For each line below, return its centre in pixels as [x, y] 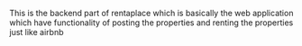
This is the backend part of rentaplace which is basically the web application [151, 13]
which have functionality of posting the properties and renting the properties [151, 23]
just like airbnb [37, 32]
